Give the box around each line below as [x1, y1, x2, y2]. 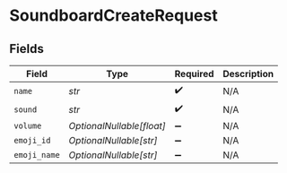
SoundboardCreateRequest [9, 5, 218, 26]
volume [13, 121, 42, 131]
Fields [9, 41, 45, 56]
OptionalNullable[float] [68, 120, 166, 132]
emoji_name [13, 150, 60, 160]
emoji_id [13, 135, 51, 145]
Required [174, 68, 214, 80]
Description [222, 68, 274, 80]
